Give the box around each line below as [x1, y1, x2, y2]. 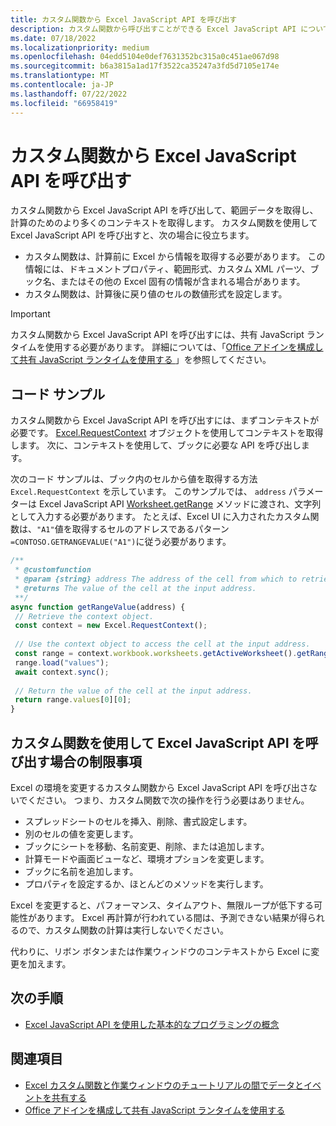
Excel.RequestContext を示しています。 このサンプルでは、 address [10, 486, 287, 498]
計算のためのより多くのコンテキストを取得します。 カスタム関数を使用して [10, 217, 318, 229]
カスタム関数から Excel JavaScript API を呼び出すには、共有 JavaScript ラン [10, 329, 325, 341]
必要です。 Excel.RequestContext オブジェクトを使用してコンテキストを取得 [10, 427, 324, 439]
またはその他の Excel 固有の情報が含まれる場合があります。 [59, 276, 306, 288]
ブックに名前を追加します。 [24, 865, 139, 877]
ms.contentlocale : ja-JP [10, 80, 114, 90]
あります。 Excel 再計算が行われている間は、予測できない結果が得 [36, 911, 308, 923]
